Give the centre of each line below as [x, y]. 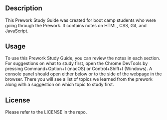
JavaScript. [17, 31]
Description [24, 8]
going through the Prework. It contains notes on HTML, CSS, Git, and [76, 25]
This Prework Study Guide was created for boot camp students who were [81, 20]
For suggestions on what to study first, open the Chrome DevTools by [77, 63]
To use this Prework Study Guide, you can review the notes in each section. [83, 58]
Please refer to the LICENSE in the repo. [46, 112]
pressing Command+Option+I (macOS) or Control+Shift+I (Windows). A [79, 69]
